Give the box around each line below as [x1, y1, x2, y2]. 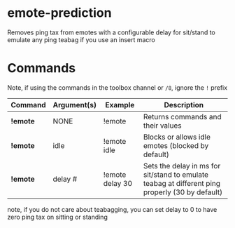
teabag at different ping [143, 178, 221, 188]
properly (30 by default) [143, 187, 222, 197]
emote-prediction [7, 5, 112, 21]
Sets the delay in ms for [143, 161, 221, 170]
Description [164, 100, 204, 109]
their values [143, 121, 182, 130]
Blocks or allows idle [143, 132, 211, 142]
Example [105, 100, 135, 109]
